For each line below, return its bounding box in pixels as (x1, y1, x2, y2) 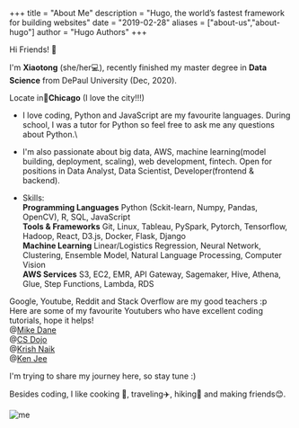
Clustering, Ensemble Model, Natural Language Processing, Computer (22, 250, 283, 260)
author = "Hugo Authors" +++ (36, 27, 147, 37)
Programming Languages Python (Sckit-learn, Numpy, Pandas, (22, 202, 259, 212)
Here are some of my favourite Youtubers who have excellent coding (9, 306, 263, 316)
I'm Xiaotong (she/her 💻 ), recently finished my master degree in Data (9, 62, 268, 73)
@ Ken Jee (9, 353, 48, 363)
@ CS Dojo (9, 334, 48, 344)
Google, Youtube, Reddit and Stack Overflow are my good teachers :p (9, 296, 268, 307)
